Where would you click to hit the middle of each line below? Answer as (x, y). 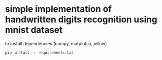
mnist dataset (34, 30)
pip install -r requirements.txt (39, 53)
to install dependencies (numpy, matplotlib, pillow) (56, 43)
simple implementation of (59, 9)
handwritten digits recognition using (81, 19)
